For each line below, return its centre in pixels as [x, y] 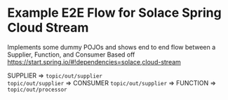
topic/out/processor [38, 90]
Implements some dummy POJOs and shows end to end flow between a [112, 47]
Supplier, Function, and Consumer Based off [71, 55]
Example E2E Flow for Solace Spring [115, 13]
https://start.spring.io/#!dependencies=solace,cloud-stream [94, 62]
